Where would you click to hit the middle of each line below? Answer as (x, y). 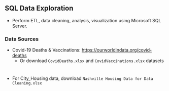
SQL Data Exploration (39, 8)
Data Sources (22, 39)
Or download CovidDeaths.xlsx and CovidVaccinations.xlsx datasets (92, 61)
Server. (20, 26)
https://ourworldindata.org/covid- (117, 50)
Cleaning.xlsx (27, 83)
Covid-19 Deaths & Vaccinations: (46, 50)
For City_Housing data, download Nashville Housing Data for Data (82, 78)
